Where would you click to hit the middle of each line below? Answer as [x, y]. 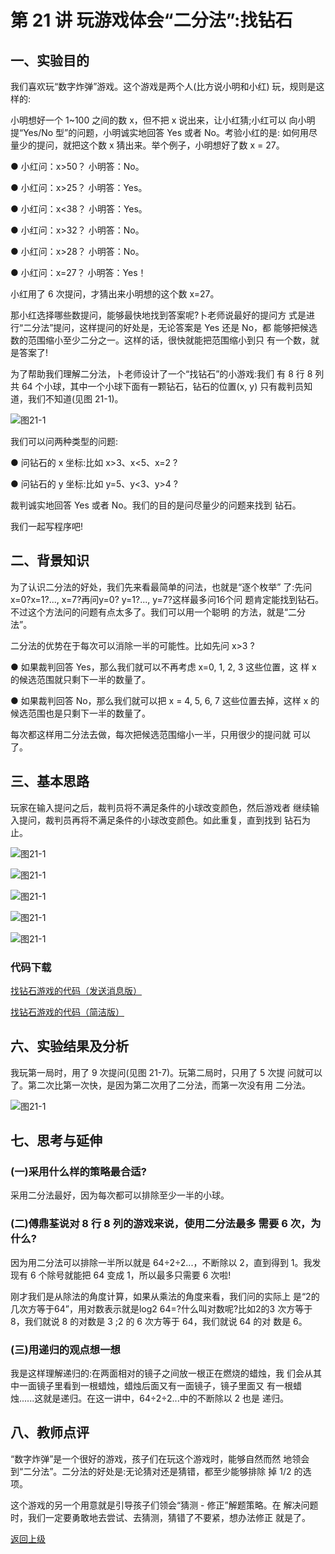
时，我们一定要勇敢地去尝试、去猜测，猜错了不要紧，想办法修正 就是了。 [160, 1517]
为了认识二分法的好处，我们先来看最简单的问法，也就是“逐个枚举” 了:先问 [161, 587]
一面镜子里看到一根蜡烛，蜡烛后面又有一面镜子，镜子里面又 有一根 [155, 1386]
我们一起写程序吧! [47, 526]
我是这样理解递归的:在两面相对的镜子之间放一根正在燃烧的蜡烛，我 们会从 [161, 1373]
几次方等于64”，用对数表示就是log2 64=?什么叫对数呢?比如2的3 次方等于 [161, 1308]
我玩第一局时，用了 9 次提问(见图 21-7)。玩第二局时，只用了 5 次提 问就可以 [166, 1072]
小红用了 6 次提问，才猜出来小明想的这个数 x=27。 [115, 294]
